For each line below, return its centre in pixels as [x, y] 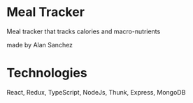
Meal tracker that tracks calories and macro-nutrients [84, 31]
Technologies [47, 73]
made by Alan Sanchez [40, 45]
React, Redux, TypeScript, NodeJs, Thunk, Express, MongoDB [96, 92]
